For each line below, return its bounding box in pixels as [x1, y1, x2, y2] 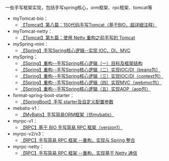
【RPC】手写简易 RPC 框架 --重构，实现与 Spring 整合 [20, 137, 135, 143]
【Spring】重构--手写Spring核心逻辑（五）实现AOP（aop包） [20, 86, 151, 92]
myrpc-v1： [12, 118, 37, 124]
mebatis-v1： [12, 105, 41, 111]
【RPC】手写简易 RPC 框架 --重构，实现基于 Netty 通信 [20, 150, 138, 156]
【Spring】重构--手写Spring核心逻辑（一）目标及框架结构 [20, 61, 143, 66]
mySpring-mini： [12, 41, 49, 47]
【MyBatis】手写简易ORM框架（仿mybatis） [20, 112, 115, 117]
